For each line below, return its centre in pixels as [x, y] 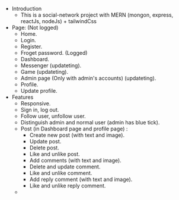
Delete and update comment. [65, 167]
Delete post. [44, 148]
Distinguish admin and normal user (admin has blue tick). [90, 122]
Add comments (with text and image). [75, 160]
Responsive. [36, 103]
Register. [31, 46]
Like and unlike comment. [61, 173]
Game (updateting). [44, 72]
